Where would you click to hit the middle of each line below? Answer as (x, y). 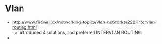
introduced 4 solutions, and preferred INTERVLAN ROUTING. (81, 32)
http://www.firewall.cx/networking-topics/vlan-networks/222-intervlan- (84, 22)
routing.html (24, 27)
